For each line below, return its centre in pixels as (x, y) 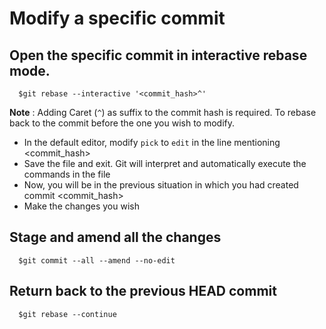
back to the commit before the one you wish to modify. (122, 123)
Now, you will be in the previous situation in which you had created (161, 185)
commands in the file (67, 174)
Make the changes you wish (81, 206)
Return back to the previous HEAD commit (143, 291)
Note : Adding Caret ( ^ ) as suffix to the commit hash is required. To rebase (163, 112)
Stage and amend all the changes (115, 237)
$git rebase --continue (67, 314)
